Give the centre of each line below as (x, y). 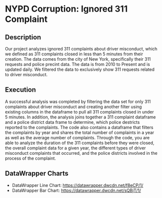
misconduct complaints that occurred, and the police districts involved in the (81, 153)
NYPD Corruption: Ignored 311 (66, 9)
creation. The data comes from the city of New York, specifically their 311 (78, 59)
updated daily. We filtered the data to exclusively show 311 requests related (80, 69)
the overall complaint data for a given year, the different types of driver (75, 148)
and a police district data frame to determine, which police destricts (73, 122)
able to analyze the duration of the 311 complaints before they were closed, (80, 143)
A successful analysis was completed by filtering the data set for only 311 (78, 101)
